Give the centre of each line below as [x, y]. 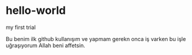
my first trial [21, 27]
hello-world [36, 11]
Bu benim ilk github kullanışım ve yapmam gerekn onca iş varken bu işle [96, 39]
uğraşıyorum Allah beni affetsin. [46, 45]
